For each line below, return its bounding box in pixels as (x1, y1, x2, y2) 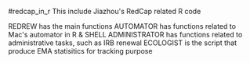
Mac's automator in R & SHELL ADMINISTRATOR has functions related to (8, 30, 243, 39)
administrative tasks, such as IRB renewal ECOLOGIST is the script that (8, 38, 237, 47)
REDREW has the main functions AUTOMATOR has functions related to (8, 22, 237, 30)
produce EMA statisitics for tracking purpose (8, 47, 153, 55)
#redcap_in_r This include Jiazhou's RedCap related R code (8, 7, 201, 16)
